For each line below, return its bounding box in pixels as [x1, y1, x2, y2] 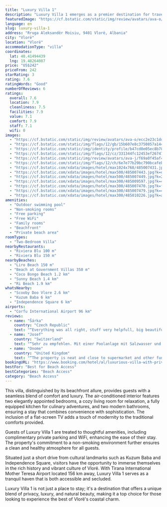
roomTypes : [5, 235, 28, 240]
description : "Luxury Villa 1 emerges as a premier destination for [5, 12, 150, 17]
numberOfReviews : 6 [5, 86, 46, 91]
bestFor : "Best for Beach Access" [5, 365, 77, 370]
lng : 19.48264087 [9, 58, 46, 63]
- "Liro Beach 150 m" [9, 262, 55, 267]
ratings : [5, 91, 23, 96]
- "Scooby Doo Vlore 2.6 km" [9, 290, 70, 295]
